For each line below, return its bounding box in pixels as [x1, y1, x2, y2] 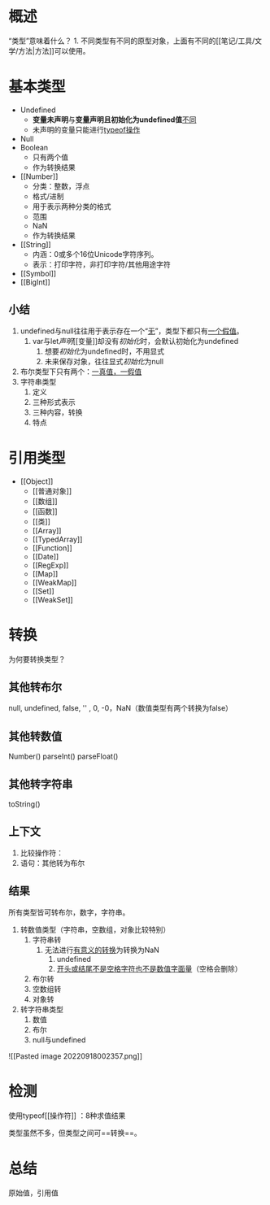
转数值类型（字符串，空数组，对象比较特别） [20, 924, 171, 934]
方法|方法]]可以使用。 [18, 46, 90, 55]
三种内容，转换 [32, 407, 83, 417]
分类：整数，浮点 [32, 181, 90, 191]
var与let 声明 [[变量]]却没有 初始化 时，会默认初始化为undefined [32, 336, 238, 346]
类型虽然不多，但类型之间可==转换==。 [8, 1128, 142, 1138]
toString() [8, 799, 41, 809]
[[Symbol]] [20, 268, 57, 278]
